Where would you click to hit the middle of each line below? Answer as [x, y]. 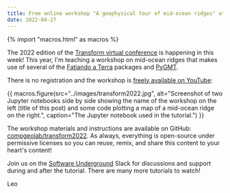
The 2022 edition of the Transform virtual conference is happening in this [111, 53]
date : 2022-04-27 [32, 20]
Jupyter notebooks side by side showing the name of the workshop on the [112, 100]
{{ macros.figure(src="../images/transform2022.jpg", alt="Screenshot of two [115, 93]
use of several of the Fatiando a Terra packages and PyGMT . [93, 67]
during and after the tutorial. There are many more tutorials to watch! [104, 170]
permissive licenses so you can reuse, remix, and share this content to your [114, 143]
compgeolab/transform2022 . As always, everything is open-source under [111, 135]
